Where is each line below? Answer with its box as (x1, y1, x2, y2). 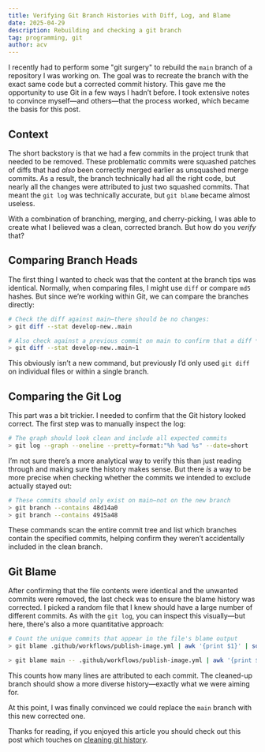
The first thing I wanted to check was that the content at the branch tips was (8, 274, 256, 284)
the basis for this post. (8, 104, 81, 115)
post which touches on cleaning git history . (8, 735, 148, 744)
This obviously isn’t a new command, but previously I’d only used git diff (8, 359, 250, 368)
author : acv (8, 41, 47, 49)
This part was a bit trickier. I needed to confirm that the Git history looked (8, 411, 246, 420)
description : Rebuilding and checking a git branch (8, 26, 181, 34)
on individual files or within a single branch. (8, 367, 150, 376)
